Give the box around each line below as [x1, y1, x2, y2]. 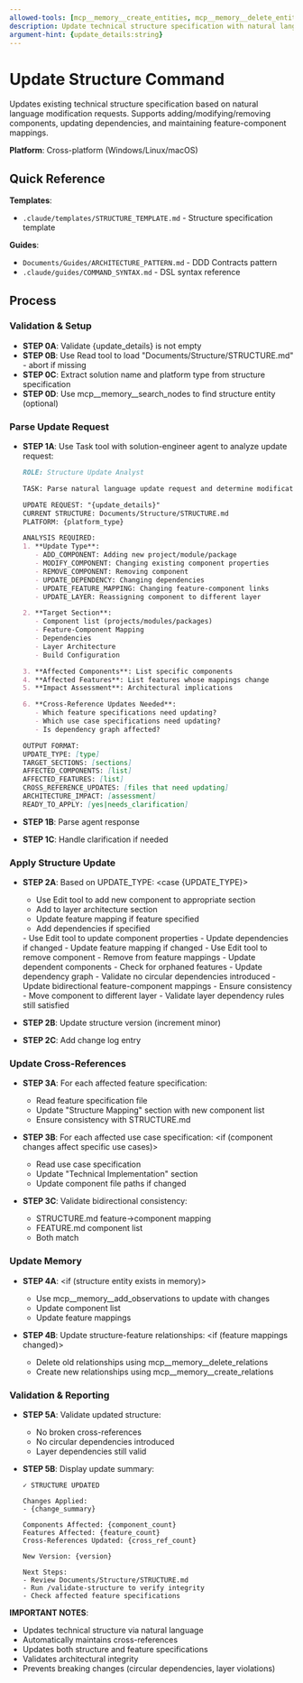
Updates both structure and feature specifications [22, 1644, 209, 1655]
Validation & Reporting [9, 1389, 110, 1401]
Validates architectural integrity [22, 1653, 139, 1665]
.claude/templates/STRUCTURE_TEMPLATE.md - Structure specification [22, 213, 273, 224]
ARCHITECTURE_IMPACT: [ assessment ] [22, 791, 157, 801]
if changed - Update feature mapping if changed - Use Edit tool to [22, 942, 268, 953]
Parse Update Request [9, 421, 110, 433]
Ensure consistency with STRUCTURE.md [35, 1114, 191, 1125]
